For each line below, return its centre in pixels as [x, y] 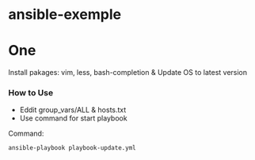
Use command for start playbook [74, 118]
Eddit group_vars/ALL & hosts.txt [73, 110]
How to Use [31, 93]
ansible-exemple [65, 15]
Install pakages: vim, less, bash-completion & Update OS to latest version [128, 73]
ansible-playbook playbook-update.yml [72, 148]
